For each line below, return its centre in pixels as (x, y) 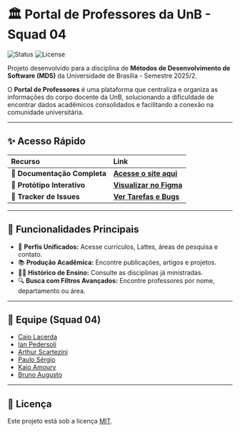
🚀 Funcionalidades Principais (73, 230)
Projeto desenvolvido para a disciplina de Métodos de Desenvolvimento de (119, 68)
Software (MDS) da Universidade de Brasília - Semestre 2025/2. (102, 76)
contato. (30, 254)
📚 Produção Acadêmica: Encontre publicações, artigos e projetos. (117, 262)
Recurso (26, 161)
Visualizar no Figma (148, 185)
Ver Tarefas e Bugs (146, 196)
